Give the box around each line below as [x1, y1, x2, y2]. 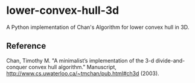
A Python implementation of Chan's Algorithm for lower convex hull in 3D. [6, 23, 190, 31]
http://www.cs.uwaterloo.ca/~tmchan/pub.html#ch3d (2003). [6, 70, 159, 77]
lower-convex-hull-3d [6, 4, 120, 17]
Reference [6, 41, 46, 51]
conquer [6, 63, 27, 70]
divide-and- [155, 57, 185, 64]
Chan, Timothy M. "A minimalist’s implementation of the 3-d [6, 57, 155, 64]
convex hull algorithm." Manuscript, [28, 63, 117, 70]
